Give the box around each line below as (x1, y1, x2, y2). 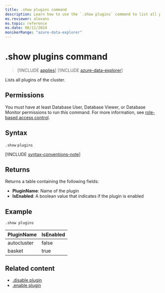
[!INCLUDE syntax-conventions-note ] (5, 151, 81, 157)
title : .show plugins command (5, 7, 67, 12)
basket (7, 247, 24, 254)
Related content (5, 264, 55, 272)
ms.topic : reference (5, 21, 48, 26)
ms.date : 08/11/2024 (5, 26, 48, 30)
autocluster (7, 240, 34, 246)
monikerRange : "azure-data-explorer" (5, 30, 82, 35)
